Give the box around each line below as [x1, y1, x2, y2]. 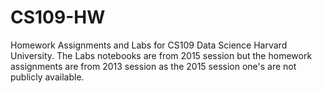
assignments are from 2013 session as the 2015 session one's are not [10, 60, 297, 72]
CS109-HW [10, 6, 106, 29]
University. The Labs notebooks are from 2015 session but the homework [10, 49, 313, 61]
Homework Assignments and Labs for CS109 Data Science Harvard [10, 39, 288, 51]
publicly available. [10, 71, 85, 83]
